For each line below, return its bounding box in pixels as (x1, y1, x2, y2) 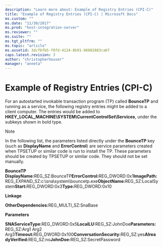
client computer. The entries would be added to (5, 109, 100, 115)
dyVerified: (5, 237, 29, 243)
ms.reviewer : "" (5, 30, 38, 35)
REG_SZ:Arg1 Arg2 (5, 227, 42, 232)
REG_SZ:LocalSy (125, 178, 159, 184)
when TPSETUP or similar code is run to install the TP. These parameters (5, 148, 151, 154)
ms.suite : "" (5, 35, 32, 39)
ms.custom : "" (5, 16, 34, 21)
